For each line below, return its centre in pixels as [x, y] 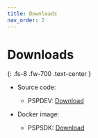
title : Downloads [32, 14]
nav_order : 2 [26, 20]
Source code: [36, 87]
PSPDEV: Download [56, 101]
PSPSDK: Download [56, 128]
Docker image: [38, 114]
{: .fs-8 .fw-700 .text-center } [49, 74]
